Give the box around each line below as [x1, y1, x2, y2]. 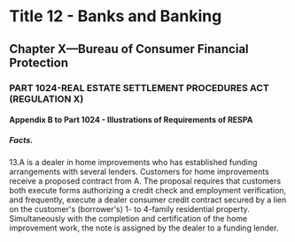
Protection [9, 55, 69, 70]
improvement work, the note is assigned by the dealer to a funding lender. [9, 223, 279, 233]
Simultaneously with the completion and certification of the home [9, 214, 248, 224]
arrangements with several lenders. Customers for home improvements [9, 166, 270, 178]
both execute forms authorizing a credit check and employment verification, [9, 185, 286, 196]
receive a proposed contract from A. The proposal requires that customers [9, 176, 282, 186]
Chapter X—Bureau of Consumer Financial [9, 42, 250, 57]
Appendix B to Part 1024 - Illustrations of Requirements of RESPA [9, 115, 253, 125]
